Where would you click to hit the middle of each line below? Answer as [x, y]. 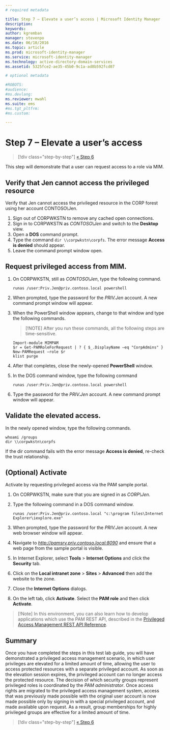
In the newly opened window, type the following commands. [68, 428]
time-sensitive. [41, 333]
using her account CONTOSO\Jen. [41, 208]
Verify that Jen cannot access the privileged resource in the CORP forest [82, 203]
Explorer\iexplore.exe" [38, 518]
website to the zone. [34, 579]
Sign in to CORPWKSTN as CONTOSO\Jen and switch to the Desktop [86, 224]
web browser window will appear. [48, 533]
